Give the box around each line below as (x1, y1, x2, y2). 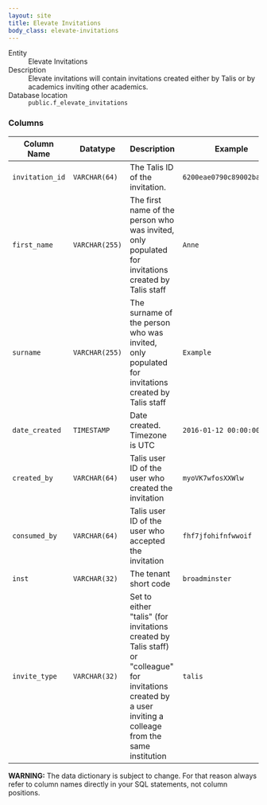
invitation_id (12, 172, 66, 182)
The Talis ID (130, 161, 174, 172)
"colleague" (130, 661, 174, 672)
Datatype (79, 143, 116, 154)
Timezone (130, 430, 167, 441)
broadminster (182, 574, 232, 583)
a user (130, 701, 153, 712)
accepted (130, 535, 165, 546)
